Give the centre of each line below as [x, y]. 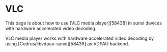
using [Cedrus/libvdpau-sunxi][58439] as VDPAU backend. [67, 43]
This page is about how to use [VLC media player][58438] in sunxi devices [83, 23]
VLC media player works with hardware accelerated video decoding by [80, 38]
